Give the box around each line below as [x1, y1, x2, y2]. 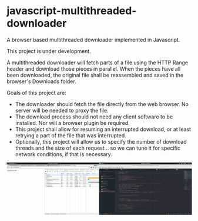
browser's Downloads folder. [6, 78, 76, 85]
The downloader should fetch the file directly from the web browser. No [15, 100, 189, 107]
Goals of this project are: [6, 89, 66, 96]
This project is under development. [6, 47, 92, 54]
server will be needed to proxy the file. [15, 107, 109, 114]
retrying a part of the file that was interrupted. [15, 131, 127, 139]
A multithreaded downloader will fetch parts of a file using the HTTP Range [6, 59, 189, 66]
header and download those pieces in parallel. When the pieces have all [6, 65, 181, 72]
